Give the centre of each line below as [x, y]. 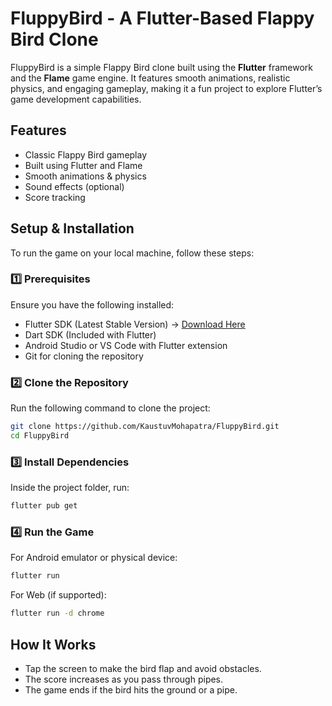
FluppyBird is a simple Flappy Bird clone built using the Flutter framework [162, 67]
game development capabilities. [76, 99]
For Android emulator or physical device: [94, 558]
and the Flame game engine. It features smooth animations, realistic [150, 78]
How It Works [53, 644]
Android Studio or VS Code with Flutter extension [126, 345]
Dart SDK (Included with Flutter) [90, 334]
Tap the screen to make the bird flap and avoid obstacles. [143, 668]
